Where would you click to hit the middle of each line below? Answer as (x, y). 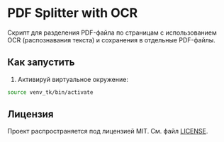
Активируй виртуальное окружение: (73, 79)
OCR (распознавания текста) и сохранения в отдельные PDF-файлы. (112, 40)
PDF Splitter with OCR (73, 13)
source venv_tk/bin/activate (50, 92)
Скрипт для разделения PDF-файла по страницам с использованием (112, 32)
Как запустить (41, 63)
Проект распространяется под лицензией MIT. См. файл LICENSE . (108, 131)
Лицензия (30, 114)
